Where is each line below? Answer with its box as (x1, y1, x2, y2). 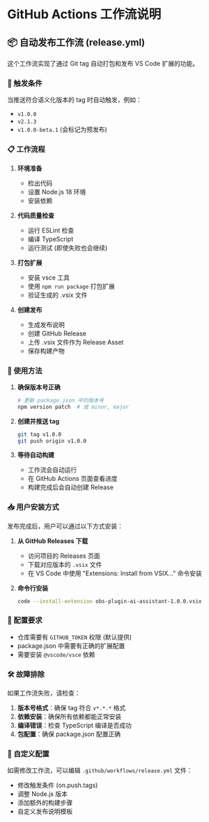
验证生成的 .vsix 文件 (27, 291, 88, 299)
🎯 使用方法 (7, 366, 43, 375)
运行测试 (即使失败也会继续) (27, 243, 108, 252)
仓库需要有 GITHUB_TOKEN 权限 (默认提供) (17, 633, 132, 641)
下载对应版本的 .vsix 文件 (27, 560, 102, 568)
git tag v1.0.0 (17, 431, 62, 438)
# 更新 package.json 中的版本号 (17, 396, 104, 404)
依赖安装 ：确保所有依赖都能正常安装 (17, 712, 122, 721)
